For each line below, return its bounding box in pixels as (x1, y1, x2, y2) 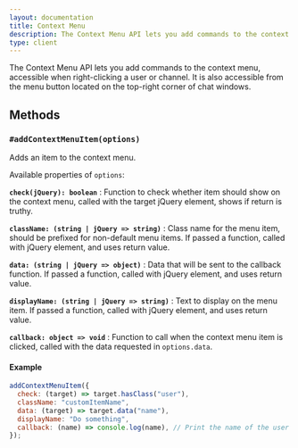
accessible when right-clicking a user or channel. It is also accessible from (9, 72, 284, 83)
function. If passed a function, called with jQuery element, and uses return (9, 269, 283, 279)
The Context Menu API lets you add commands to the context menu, (9, 62, 261, 73)
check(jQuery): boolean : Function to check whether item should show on (9, 187, 281, 197)
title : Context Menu (9, 21, 87, 30)
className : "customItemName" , (17, 398, 129, 407)
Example (9, 361, 43, 372)
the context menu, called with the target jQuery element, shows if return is (9, 195, 283, 206)
